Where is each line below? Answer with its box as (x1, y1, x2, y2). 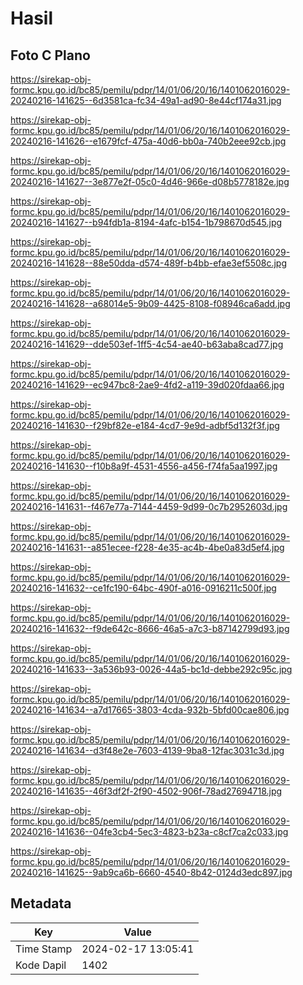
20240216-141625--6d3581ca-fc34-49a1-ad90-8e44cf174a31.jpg (10, 95, 282, 106)
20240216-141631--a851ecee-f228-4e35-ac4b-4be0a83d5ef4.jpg (10, 542, 285, 553)
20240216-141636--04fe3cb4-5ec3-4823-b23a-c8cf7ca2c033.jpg (10, 826, 289, 837)
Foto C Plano (10, 47, 91, 64)
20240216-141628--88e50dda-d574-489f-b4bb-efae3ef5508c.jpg (10, 257, 288, 269)
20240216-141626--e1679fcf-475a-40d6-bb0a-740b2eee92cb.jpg (10, 135, 287, 147)
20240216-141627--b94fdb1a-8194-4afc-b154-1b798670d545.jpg (10, 217, 283, 228)
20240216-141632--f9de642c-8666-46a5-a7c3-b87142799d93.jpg (10, 623, 290, 634)
